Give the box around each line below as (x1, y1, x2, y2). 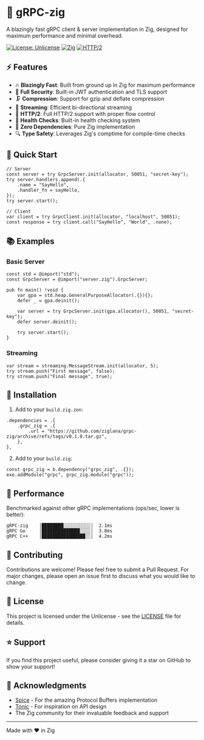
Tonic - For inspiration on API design (15, 703, 107, 710)
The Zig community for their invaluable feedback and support (15, 710, 169, 717)
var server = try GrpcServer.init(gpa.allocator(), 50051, (17, 308, 170, 314)
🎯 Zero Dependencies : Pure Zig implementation (15, 123, 135, 130)
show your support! (6, 663, 55, 670)
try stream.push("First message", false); (6, 368, 115, 374)
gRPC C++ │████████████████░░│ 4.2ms (6, 534, 113, 540)
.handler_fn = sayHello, (17, 187, 80, 193)
